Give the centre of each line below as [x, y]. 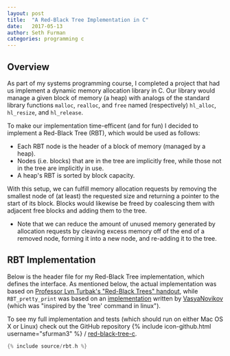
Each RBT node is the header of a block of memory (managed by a [111, 146]
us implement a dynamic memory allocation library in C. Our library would [111, 91]
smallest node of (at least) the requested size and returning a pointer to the [113, 195]
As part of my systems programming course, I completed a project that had [114, 83]
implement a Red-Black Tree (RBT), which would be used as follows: [104, 133]
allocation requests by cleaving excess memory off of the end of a [111, 231]
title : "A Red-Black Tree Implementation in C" [78, 20]
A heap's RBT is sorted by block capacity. [76, 175]
